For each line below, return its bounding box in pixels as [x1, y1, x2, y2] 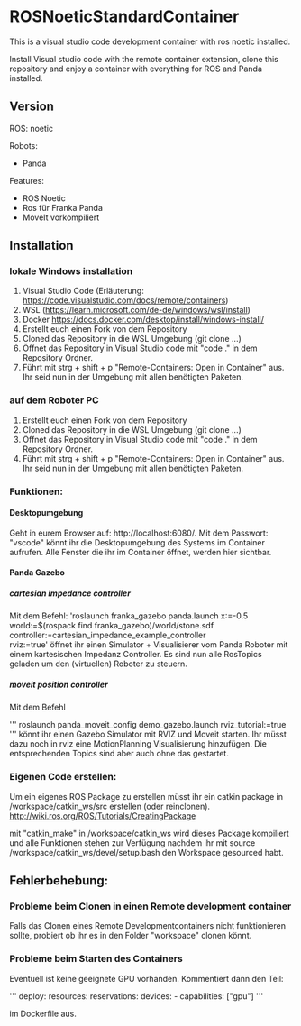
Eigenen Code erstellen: [9, 771, 117, 783]
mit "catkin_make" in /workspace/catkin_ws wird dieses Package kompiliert [9, 828, 290, 838]
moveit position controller [9, 679, 108, 691]
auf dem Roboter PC [9, 394, 99, 407]
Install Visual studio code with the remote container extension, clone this [9, 53, 279, 64]
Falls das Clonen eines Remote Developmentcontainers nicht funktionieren [9, 921, 287, 931]
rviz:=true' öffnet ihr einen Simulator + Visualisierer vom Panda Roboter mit [9, 639, 288, 650]
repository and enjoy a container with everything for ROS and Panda [9, 63, 263, 74]
